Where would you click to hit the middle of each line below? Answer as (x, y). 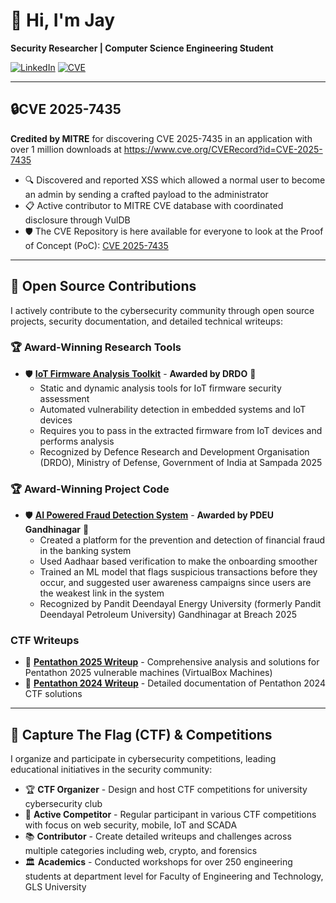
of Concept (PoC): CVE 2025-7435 (96, 245)
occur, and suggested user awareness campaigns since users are (175, 583)
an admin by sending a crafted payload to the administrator (146, 194)
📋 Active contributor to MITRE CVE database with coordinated (154, 205)
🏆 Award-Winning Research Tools (96, 347)
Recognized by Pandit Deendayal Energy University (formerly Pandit (180, 604)
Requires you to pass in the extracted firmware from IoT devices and (181, 430)
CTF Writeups (45, 641)
